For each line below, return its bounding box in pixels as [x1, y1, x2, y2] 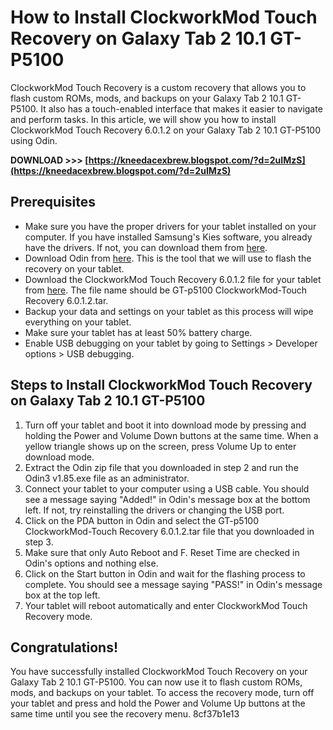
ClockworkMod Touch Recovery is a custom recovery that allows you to [10, 81, 307, 93]
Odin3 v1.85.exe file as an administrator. [24, 472, 190, 484]
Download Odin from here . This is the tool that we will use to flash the [24, 252, 312, 264]
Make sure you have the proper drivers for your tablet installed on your [24, 220, 317, 232]
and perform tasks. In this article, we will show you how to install [10, 113, 277, 125]
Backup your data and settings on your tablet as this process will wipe [24, 305, 314, 317]
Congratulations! [10, 639, 119, 656]
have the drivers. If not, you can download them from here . [24, 241, 268, 253]
